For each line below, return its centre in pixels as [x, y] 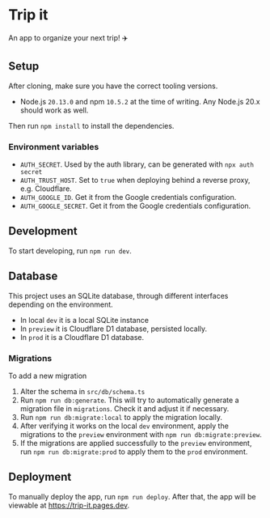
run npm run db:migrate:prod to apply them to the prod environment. [134, 452]
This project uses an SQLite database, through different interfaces [118, 295]
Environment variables [54, 146]
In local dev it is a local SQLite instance [84, 320]
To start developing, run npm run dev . [70, 251]
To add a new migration [48, 376]
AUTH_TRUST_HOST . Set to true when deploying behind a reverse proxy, [135, 180]
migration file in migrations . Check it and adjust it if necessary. [124, 408]
